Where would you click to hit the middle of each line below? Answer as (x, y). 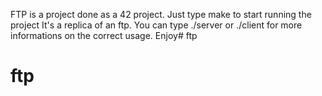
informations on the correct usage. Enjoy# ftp (104, 35)
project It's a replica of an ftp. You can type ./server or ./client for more (156, 25)
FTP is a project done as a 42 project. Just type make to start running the (161, 14)
